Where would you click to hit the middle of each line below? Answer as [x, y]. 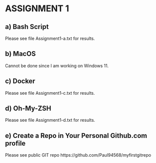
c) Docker [20, 81]
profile [15, 143]
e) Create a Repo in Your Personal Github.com [76, 136]
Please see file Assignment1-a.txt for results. [50, 38]
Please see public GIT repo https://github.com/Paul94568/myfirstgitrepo [78, 155]
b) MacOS [20, 54]
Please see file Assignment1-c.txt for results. [50, 93]
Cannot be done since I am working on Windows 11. [57, 66]
